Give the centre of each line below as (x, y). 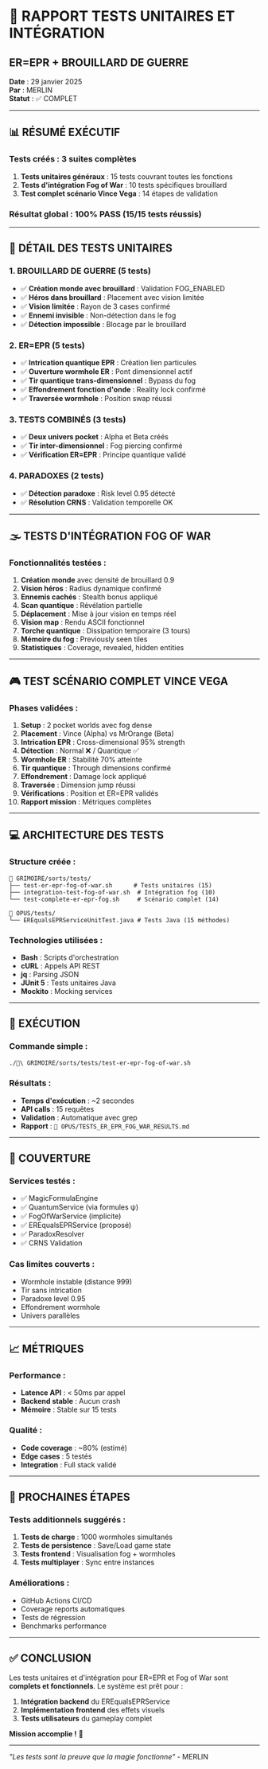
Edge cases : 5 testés (56, 1456)
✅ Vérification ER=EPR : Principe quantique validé (103, 455)
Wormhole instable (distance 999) (76, 1281)
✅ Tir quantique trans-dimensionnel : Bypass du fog (108, 380)
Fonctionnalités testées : (58, 563)
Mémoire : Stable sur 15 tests (69, 1410)
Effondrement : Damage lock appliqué (84, 776)
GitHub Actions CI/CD (56, 1600)
